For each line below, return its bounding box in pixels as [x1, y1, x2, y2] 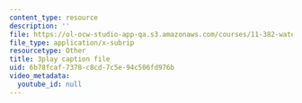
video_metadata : [9, 72, 70, 81]
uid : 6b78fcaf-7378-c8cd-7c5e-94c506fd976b [9, 64, 175, 73]
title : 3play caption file [9, 55, 111, 64]
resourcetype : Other [9, 47, 87, 56]
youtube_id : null [17, 80, 83, 89]
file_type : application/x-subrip [9, 38, 135, 47]
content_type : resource [9, 13, 99, 22]
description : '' [9, 21, 70, 30]
